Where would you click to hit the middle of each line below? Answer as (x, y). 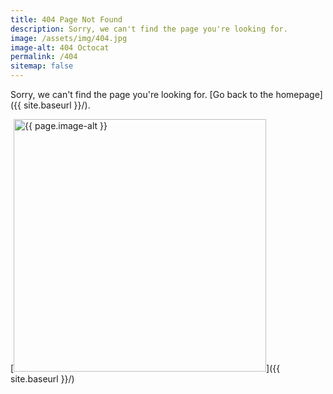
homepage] (299, 94)
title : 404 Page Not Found (66, 19)
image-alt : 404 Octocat (60, 47)
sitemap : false (42, 66)
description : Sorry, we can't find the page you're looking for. (149, 29)
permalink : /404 (44, 57)
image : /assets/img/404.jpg (69, 38)
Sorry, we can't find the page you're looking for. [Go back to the (142, 94)
